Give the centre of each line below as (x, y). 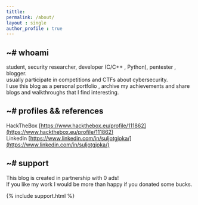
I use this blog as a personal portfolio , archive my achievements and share (98, 86)
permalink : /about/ (30, 17)
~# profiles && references (55, 111)
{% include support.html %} (41, 195)
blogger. (16, 74)
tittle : (16, 12)
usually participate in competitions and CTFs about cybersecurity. (87, 80)
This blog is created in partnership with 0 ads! (63, 178)
